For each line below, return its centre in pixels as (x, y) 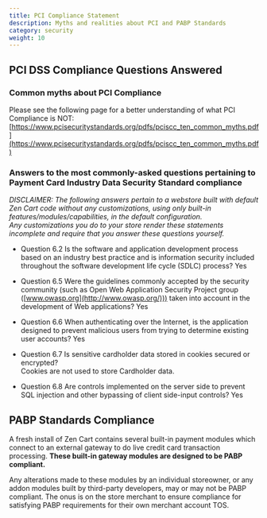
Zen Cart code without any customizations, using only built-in (110, 208)
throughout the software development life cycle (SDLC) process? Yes (133, 266)
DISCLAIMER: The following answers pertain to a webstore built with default (134, 200)
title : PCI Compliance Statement (64, 15)
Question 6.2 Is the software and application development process (130, 249)
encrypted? (39, 363)
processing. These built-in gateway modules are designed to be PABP (126, 456)
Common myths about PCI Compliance (85, 92)
